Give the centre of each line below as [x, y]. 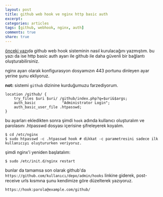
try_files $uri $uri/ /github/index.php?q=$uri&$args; [71, 98]
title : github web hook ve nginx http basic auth [57, 14]
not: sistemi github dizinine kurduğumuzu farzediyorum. [62, 85]
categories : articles [27, 23]
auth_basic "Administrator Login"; [62, 103]
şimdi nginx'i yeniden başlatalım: [38, 152]
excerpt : [14, 19]
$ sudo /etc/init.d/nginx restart [40, 161]
